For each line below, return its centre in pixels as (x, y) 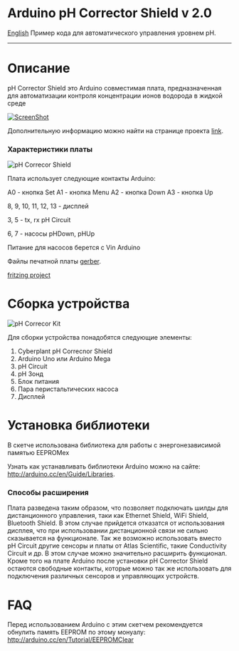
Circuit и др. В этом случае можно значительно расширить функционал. (117, 553)
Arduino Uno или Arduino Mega (64, 359)
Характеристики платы (50, 149)
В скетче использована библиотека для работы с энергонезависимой (114, 445)
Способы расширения (48, 492)
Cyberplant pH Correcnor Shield (65, 351)
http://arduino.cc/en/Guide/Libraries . (61, 474)
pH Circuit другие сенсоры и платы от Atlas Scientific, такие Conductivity (117, 546)
